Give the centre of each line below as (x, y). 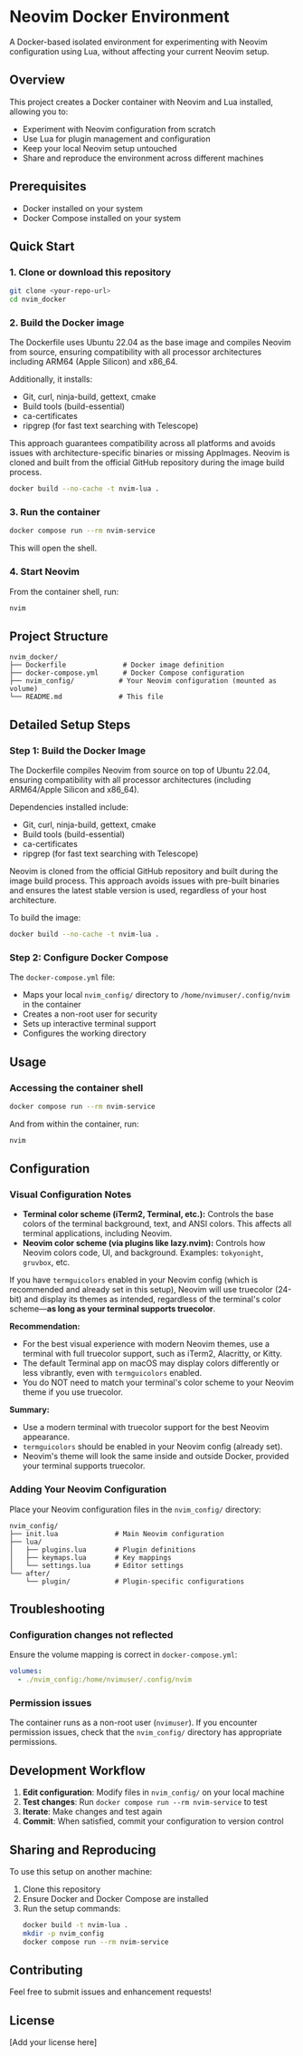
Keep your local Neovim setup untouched (99, 148)
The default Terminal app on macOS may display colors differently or (151, 1363)
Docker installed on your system (82, 208)
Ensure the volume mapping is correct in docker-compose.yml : (123, 1655)
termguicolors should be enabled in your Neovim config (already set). (152, 1447)
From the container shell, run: (64, 591)
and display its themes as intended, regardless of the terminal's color (153, 1300)
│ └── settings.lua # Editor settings (96, 1565)
